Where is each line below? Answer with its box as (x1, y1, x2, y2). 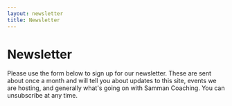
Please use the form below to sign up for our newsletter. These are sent (7, 69, 212, 78)
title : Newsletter (7, 17, 60, 24)
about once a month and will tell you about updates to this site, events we (7, 77, 217, 85)
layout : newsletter (7, 10, 64, 17)
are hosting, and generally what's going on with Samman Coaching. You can (7, 84, 225, 92)
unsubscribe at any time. (7, 91, 78, 100)
